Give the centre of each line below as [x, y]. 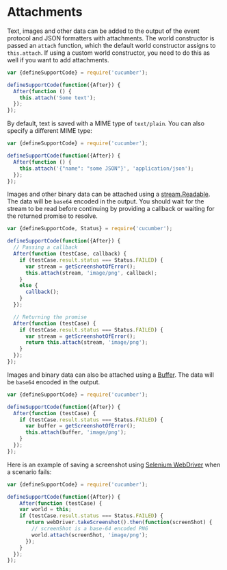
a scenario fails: [29, 472]
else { [29, 286]
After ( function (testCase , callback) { [70, 254]
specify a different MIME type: [50, 131]
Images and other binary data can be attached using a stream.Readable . [109, 194]
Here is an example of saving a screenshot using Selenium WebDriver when [114, 464]
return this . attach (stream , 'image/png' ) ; [86, 343]
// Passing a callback [45, 247]
